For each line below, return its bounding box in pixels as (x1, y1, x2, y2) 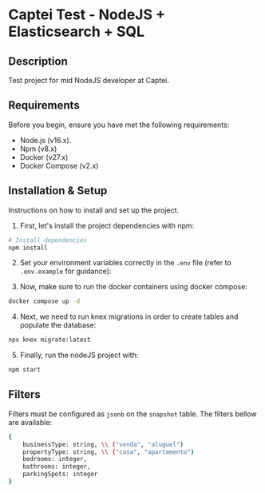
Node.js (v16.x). (19, 135, 72, 145)
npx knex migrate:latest (8, 336, 91, 344)
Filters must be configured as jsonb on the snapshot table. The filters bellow (8, 409, 257, 419)
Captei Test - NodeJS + (8, 6, 166, 24)
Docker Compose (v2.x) (19, 161, 99, 170)
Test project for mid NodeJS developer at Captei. (8, 76, 170, 85)
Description (8, 54, 68, 68)
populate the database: (19, 320, 97, 330)
